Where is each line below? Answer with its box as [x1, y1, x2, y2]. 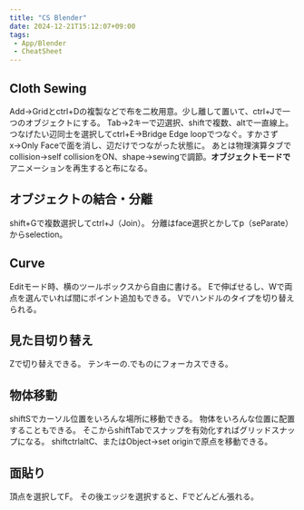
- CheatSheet [13, 47, 64, 56]
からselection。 [9, 229, 68, 240]
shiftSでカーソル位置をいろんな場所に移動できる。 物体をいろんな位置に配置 [9, 414, 295, 425]
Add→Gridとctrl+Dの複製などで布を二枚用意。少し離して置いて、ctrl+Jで [9, 105, 283, 116]
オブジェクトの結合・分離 [9, 191, 152, 207]
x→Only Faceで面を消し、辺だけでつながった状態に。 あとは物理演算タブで [9, 140, 292, 151]
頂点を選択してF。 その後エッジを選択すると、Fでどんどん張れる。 [9, 491, 260, 502]
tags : [9, 30, 30, 39]
